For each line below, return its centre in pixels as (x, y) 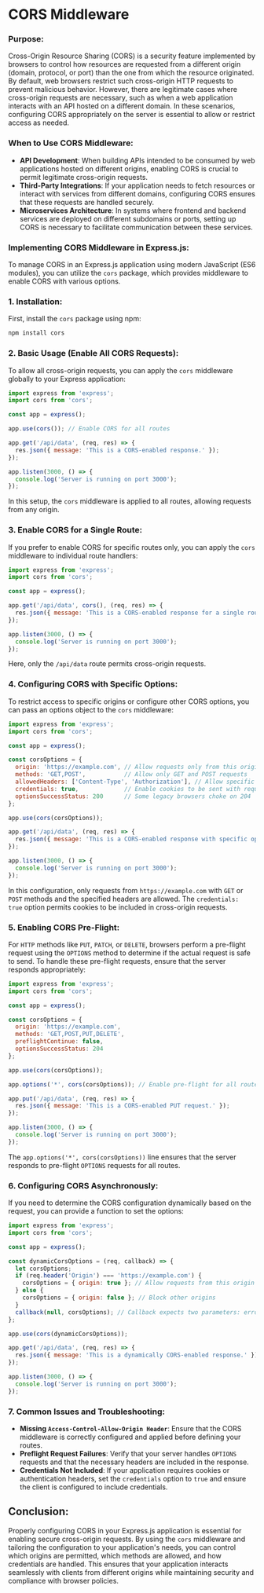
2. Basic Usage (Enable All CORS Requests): (93, 353)
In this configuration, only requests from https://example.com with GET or (126, 890)
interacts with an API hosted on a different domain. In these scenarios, (122, 106)
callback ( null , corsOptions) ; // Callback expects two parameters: (128, 1312)
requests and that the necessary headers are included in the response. (134, 1462)
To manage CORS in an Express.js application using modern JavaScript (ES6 (132, 265)
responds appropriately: (47, 969)
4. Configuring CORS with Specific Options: (93, 684)
